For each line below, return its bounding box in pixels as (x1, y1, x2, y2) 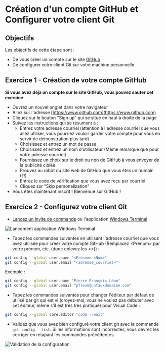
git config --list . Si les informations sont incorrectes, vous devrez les (12, 326, 159, 332)
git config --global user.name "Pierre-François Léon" (5, 279, 121, 284)
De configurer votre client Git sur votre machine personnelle (12, 62, 135, 67)
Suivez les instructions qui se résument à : (12, 120, 99, 126)
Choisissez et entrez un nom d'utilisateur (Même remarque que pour (19, 146, 159, 152)
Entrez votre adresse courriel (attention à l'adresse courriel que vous (19, 125, 160, 131)
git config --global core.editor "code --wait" (5, 312, 105, 317)
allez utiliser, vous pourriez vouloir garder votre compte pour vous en (19, 130, 161, 136)
